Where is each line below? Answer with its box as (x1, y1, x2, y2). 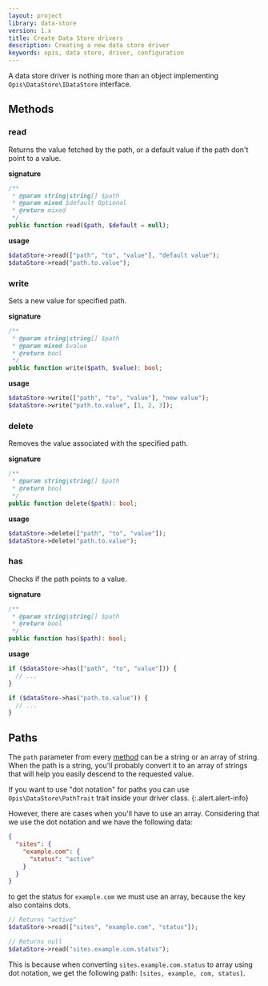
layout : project (8, 11, 62, 20)
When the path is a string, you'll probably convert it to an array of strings (8, 761, 248, 771)
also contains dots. (8, 900, 70, 910)
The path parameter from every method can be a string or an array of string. (8, 752, 260, 762)
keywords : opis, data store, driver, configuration (8, 49, 184, 57)
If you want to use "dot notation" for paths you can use (8, 785, 190, 795)
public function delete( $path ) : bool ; (8, 499, 138, 507)
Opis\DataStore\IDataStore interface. (8, 79, 132, 89)
